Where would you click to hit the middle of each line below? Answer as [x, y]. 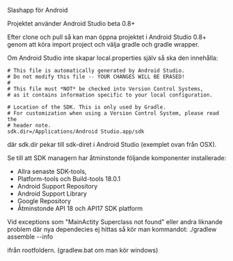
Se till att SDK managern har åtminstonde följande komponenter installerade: [117, 158]
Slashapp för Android [38, 10]
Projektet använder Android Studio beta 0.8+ [71, 23]
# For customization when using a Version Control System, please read [113, 113]
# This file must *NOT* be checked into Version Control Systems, [105, 89]
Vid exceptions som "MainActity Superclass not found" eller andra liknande [115, 222]
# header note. [29, 125]
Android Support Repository [57, 186]
